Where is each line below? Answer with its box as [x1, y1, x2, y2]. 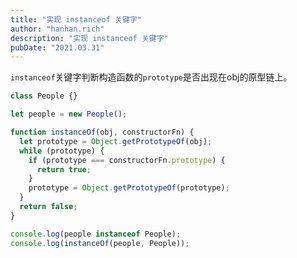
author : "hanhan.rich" [10, 24, 105, 34]
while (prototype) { [19, 146, 105, 156]
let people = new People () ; [10, 109, 128, 120]
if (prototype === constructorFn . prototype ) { [28, 155, 226, 165]
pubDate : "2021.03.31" [10, 42, 105, 53]
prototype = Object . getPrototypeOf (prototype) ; [28, 183, 230, 193]
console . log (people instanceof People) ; [10, 229, 182, 239]
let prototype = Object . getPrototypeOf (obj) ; [19, 136, 213, 146]
